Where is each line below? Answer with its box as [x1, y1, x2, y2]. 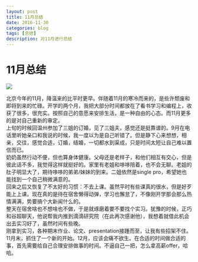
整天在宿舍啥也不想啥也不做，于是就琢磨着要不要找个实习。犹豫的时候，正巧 [6, 205, 192, 212]
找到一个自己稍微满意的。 [11, 175, 74, 183]
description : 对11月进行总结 [6, 36, 72, 42]
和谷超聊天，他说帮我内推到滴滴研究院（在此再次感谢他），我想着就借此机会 [6, 213, 190, 220]
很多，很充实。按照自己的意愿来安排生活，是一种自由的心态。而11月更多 [16, 110, 192, 117]
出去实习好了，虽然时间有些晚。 [6, 220, 84, 227]
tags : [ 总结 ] [6, 31, 37, 37]
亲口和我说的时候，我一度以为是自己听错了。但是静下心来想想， [26, 131, 181, 138]
